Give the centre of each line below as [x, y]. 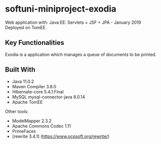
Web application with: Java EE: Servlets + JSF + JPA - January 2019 [73, 22]
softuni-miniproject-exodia [61, 9]
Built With [20, 70]
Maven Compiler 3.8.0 [34, 86]
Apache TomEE [27, 102]
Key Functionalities [35, 43]
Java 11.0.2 [23, 81]
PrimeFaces [24, 131]
